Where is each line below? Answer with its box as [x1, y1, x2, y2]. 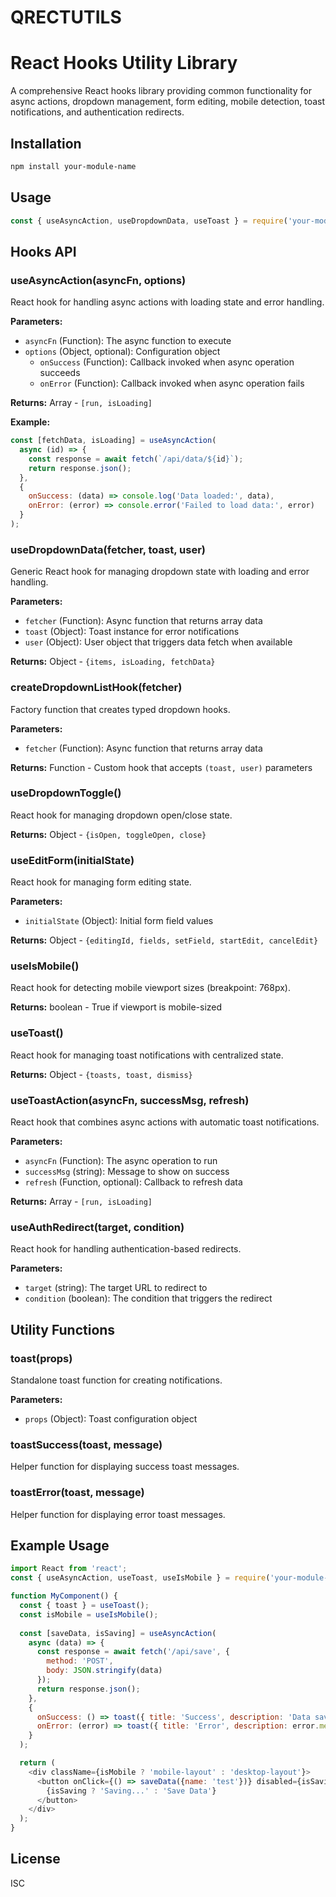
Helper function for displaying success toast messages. [10, 1461, 240, 1473]
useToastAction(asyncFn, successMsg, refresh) [10, 1093, 250, 1107]
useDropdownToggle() [10, 786, 122, 800]
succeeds [39, 367, 81, 379]
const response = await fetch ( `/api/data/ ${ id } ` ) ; [28, 454, 244, 464]
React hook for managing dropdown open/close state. [10, 809, 233, 821]
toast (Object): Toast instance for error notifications [24, 626, 240, 638]
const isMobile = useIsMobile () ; [19, 1609, 159, 1620]
